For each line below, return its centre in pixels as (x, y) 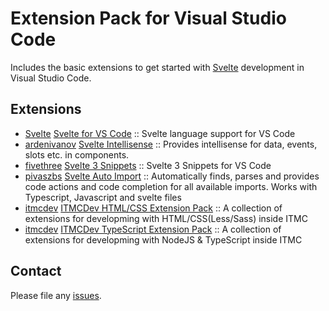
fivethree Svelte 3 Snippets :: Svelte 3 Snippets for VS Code (148, 165)
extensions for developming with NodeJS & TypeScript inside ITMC (163, 239)
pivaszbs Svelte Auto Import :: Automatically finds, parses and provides (172, 176)
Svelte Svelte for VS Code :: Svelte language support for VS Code (160, 133)
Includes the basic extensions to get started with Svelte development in (157, 67)
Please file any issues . (56, 295)
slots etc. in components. (77, 154)
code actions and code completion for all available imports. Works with (171, 186)
